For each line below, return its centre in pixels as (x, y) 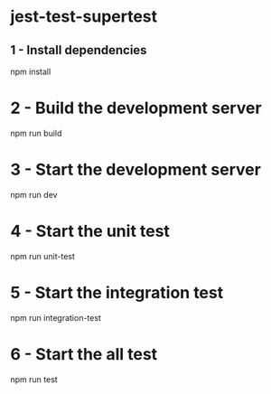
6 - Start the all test (84, 354)
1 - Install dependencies (79, 50)
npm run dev (34, 194)
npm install (31, 71)
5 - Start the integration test (117, 293)
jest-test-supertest (84, 17)
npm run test (34, 379)
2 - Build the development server (136, 108)
